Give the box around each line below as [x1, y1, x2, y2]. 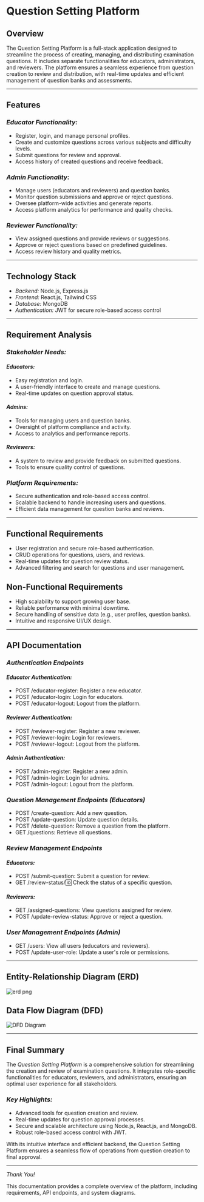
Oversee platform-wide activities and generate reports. [15, 199, 153, 207]
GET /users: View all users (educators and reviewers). [15, 942, 150, 949]
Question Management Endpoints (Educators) [6, 795, 146, 804]
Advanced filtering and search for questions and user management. [15, 564, 185, 572]
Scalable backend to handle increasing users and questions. [15, 499, 166, 506]
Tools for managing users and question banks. [15, 417, 132, 424]
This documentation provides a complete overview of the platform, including [6, 1182, 197, 1190]
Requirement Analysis [6, 329, 92, 340]
